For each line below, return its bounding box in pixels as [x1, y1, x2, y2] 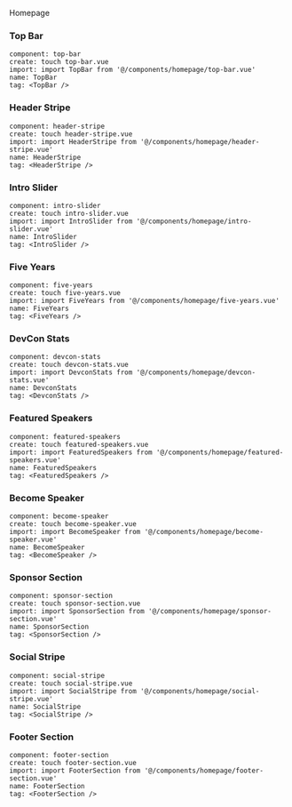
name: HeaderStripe [9, 153, 82, 162]
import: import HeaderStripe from [9, 137, 138, 146]
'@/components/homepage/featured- [155, 448, 284, 457]
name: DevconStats [9, 384, 77, 393]
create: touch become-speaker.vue [9, 520, 138, 529]
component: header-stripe [9, 122, 105, 131]
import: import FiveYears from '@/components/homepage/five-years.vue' [9, 297, 280, 306]
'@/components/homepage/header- [140, 137, 260, 146]
